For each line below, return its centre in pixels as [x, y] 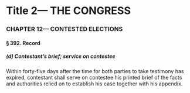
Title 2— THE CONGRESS [68, 11]
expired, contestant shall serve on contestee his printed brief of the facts [94, 77]
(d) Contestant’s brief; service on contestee [61, 56]
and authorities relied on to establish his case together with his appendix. [94, 84]
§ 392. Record [23, 43]
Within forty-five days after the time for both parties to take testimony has [95, 71]
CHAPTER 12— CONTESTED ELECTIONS [65, 29]
